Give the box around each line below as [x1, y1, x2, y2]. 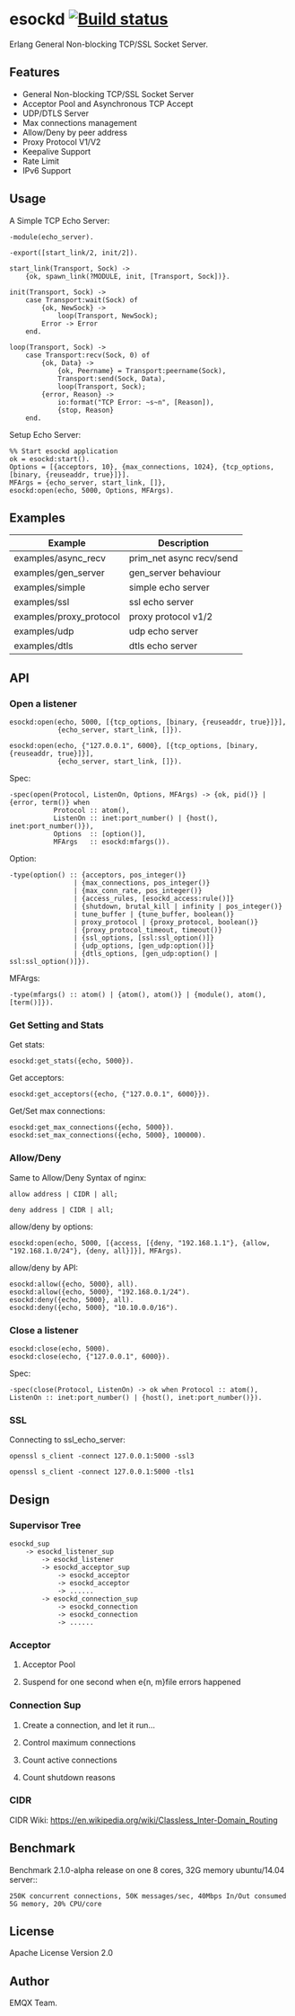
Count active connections [22, 1754, 118, 1765]
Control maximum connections [22, 1736, 136, 1748]
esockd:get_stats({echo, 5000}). [9, 1057, 134, 1066]
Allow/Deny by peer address [22, 127, 128, 138]
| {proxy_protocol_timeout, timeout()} [73, 926, 222, 935]
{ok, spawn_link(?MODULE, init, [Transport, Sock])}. [25, 272, 230, 281]
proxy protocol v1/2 [128, 611, 213, 623]
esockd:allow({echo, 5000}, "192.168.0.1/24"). [9, 1287, 191, 1297]
